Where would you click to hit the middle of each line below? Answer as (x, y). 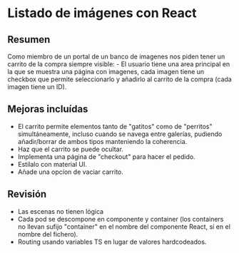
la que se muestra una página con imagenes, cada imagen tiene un (106, 72)
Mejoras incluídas (48, 109)
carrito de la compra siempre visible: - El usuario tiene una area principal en (119, 64)
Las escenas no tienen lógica (61, 211)
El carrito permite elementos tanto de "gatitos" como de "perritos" (115, 126)
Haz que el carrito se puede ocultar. (70, 149)
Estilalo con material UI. (52, 164)
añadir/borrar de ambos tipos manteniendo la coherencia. (102, 141)
